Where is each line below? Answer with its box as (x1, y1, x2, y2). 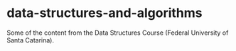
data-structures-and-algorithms (6, 5, 203, 21)
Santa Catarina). (6, 35, 55, 44)
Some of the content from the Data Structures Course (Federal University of (6, 28, 229, 37)
